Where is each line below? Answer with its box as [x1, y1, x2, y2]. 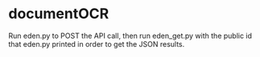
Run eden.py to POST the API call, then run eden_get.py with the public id [8, 31, 252, 40]
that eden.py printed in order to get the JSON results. [8, 39, 185, 48]
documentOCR [8, 5, 109, 23]
